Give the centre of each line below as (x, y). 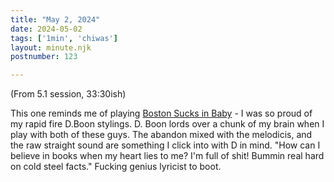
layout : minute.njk (51, 47)
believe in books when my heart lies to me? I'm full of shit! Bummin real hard (167, 156)
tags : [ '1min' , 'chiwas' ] (64, 38)
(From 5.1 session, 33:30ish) (68, 94)
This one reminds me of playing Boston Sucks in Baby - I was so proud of (161, 113)
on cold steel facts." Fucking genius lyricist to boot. (116, 167)
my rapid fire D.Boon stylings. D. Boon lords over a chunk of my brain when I (167, 124)
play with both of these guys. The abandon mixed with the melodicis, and (161, 135)
